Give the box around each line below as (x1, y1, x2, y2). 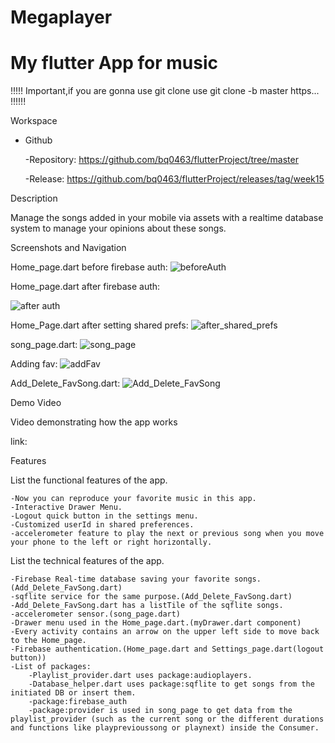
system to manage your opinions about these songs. (10, 222, 227, 235)
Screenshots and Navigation (10, 242, 127, 254)
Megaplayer (10, 6, 113, 29)
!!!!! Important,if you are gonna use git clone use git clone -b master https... (10, 85, 320, 97)
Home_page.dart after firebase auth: (10, 281, 161, 293)
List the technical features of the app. (10, 555, 165, 567)
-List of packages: (10, 662, 92, 672)
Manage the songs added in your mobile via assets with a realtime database (10, 212, 324, 224)
